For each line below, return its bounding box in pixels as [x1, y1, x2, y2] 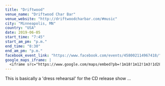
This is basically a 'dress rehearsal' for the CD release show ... [5, 76, 131, 82]
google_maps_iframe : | [5, 57, 52, 62]
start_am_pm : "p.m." [5, 39, 48, 44]
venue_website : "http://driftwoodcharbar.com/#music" [5, 16, 118, 21]
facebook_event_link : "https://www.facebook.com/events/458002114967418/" [5, 53, 162, 58]
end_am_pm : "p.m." [5, 48, 43, 53]
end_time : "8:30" [5, 44, 41, 49]
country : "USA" [5, 26, 36, 30]
